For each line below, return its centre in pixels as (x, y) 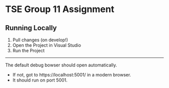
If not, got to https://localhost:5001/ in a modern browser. (72, 75)
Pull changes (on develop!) (40, 40)
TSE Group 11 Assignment (60, 9)
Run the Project (28, 51)
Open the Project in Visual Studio (47, 45)
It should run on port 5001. (40, 80)
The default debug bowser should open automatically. (61, 65)
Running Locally (31, 28)
